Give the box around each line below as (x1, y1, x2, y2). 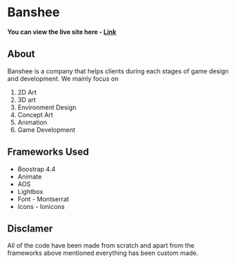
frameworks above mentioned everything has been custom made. (7, 248, 199, 258)
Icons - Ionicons (17, 202, 65, 210)
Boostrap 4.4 (17, 164, 56, 173)
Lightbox (17, 187, 44, 196)
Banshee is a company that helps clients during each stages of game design (7, 66, 229, 75)
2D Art (17, 88, 37, 96)
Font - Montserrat (17, 195, 69, 203)
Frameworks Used (7, 146, 89, 158)
